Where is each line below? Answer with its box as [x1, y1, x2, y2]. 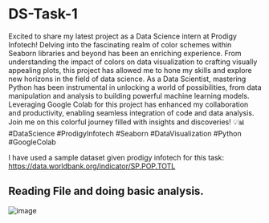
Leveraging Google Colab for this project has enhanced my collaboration [8, 99, 249, 109]
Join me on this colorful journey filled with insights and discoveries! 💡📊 [8, 117, 246, 127]
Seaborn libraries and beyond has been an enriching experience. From [8, 48, 242, 58]
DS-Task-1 [8, 5, 78, 23]
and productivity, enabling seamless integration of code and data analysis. [8, 107, 255, 117]
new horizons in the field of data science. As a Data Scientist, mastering [8, 74, 247, 83]
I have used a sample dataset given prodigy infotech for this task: [8, 152, 225, 162]
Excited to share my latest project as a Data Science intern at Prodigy [8, 31, 237, 41]
